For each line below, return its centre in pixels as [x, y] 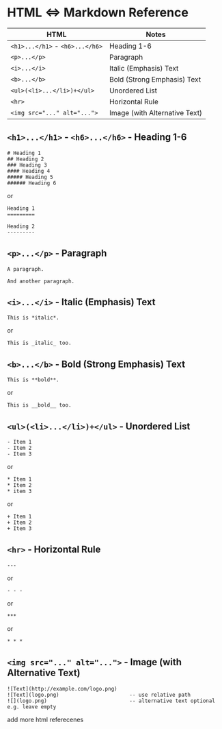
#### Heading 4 [29, 171]
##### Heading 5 [30, 177]
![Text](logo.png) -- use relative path [99, 695]
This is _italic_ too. [39, 343]
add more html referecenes [45, 719]
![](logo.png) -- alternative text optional [111, 701]
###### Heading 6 [32, 183]
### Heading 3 [27, 165]
